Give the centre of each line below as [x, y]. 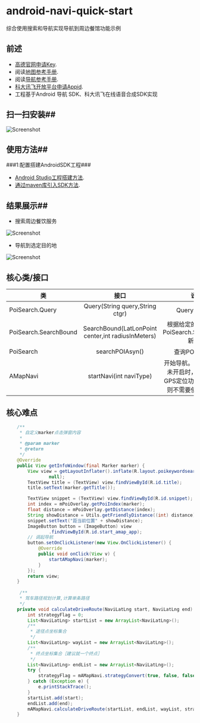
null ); [57, 477]
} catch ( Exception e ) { [58, 681]
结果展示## [27, 206]
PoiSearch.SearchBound [43, 332]
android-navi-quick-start [69, 11]
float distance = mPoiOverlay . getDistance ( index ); [92, 510]
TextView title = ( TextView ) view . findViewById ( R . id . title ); [105, 482]
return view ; [44, 576]
